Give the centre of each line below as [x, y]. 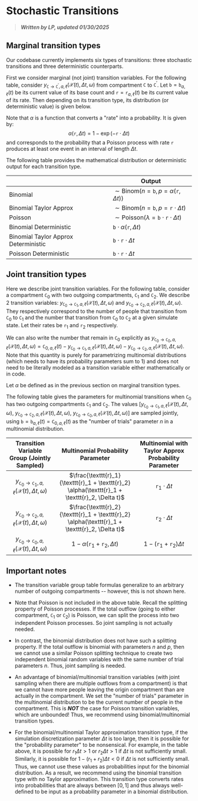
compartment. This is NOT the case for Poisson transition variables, [97, 708]
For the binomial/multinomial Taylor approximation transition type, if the [101, 733]
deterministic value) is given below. [49, 106]
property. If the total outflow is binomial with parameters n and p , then [99, 647]
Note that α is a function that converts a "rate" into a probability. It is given [96, 118]
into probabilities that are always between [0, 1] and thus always [92, 785]
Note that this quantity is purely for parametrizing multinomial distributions [96, 355]
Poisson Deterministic [39, 253]
